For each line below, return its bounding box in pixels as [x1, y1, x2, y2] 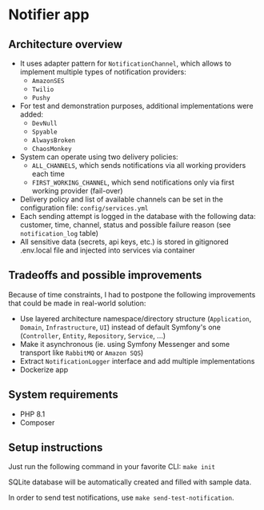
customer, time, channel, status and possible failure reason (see [19, 220, 231, 229]
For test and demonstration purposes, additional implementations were [19, 102, 254, 110]
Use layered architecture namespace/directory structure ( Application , [19, 313, 252, 323]
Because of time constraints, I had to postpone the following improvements [8, 289, 256, 299]
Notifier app [8, 6, 90, 24]
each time [31, 169, 66, 178]
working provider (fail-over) [31, 186, 123, 195]
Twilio [31, 86, 54, 94]
